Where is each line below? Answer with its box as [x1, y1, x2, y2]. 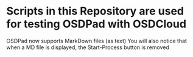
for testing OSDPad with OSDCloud [6, 17, 187, 31]
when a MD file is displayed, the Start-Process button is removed [6, 44, 169, 51]
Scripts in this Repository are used [6, 4, 184, 18]
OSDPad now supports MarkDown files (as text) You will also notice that [6, 37, 188, 44]
